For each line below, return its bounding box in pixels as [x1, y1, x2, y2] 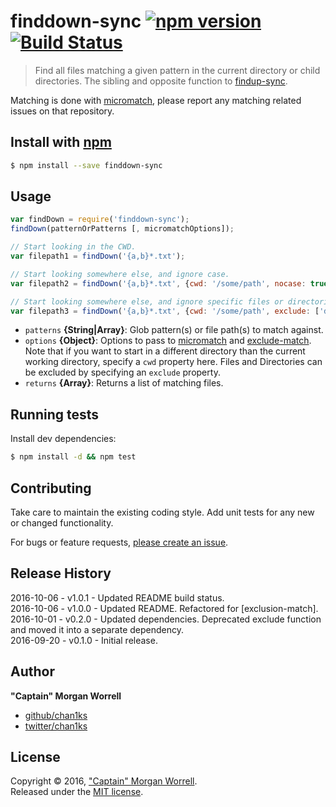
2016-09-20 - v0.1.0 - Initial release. [10, 634, 158, 646]
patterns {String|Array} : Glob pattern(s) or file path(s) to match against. [24, 324, 324, 336]
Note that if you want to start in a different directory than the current [24, 345, 306, 357]
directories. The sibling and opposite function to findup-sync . [34, 75, 288, 87]
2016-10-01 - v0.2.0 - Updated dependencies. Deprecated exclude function [10, 613, 322, 625]
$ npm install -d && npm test [10, 452, 137, 462]
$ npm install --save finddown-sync [10, 160, 163, 170]
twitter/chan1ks [24, 720, 88, 732]
